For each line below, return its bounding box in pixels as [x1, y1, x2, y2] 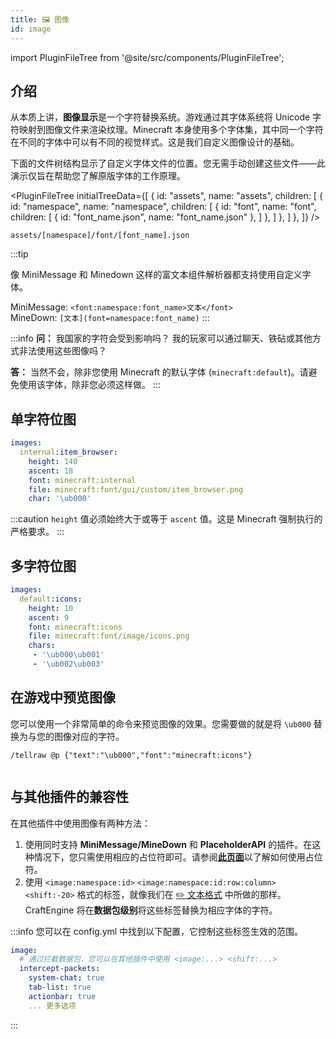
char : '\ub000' [28, 494, 92, 504]
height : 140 [28, 456, 78, 466]
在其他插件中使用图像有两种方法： [10, 817, 151, 829]
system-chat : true [28, 973, 105, 983]
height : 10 [28, 603, 74, 613]
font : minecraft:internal [28, 475, 137, 485]
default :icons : [19, 594, 83, 604]
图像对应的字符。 [53, 730, 125, 742]
